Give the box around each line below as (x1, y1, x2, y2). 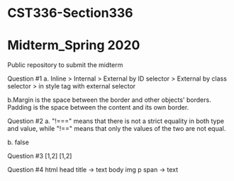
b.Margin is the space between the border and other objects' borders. (7, 95, 211, 104)
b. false (7, 138, 30, 146)
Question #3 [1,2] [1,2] (7, 152, 72, 160)
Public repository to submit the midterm (7, 61, 123, 69)
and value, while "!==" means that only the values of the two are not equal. (7, 124, 226, 133)
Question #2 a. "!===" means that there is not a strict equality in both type (7, 117, 225, 125)
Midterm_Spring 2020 (7, 37, 140, 54)
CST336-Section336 (7, 5, 133, 21)
